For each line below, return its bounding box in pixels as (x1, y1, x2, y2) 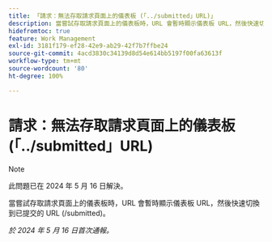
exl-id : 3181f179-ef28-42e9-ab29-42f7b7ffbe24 (8, 42, 168, 50)
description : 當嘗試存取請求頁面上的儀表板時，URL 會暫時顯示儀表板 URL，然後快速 (8, 19, 260, 28)
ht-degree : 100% (8, 72, 63, 80)
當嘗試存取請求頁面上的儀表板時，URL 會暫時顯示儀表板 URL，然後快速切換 (8, 197, 261, 207)
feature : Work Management (8, 34, 96, 43)
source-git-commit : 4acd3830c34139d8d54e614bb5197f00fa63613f (8, 49, 223, 57)
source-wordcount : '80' (8, 65, 89, 73)
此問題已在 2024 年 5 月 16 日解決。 (8, 180, 128, 190)
